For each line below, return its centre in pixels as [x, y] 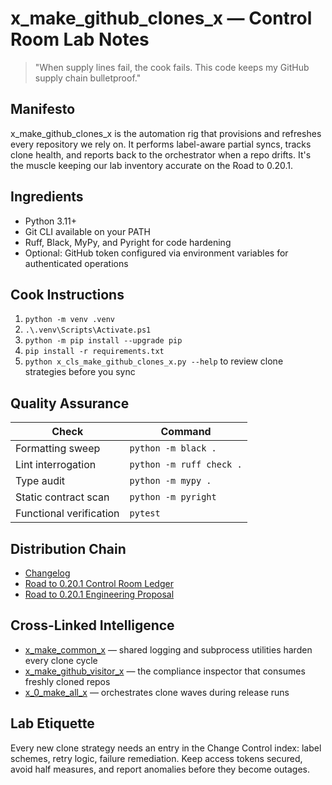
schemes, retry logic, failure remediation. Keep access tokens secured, [156, 758]
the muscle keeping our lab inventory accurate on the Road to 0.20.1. [152, 165]
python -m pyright [173, 497]
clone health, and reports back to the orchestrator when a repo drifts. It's [161, 154]
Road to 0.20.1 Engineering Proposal [99, 594]
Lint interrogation [56, 465]
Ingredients [47, 197]
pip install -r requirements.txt [94, 352]
